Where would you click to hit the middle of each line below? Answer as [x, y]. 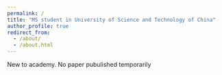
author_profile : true [38, 26]
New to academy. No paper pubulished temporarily [79, 64]
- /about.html [33, 45]
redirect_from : [29, 32]
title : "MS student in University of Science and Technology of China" [111, 20]
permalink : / [26, 13]
